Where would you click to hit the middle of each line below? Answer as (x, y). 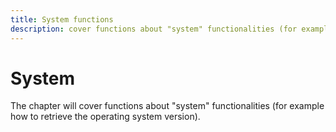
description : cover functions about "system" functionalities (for (154, 29)
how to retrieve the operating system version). (105, 117)
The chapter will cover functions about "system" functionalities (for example (167, 106)
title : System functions (62, 19)
